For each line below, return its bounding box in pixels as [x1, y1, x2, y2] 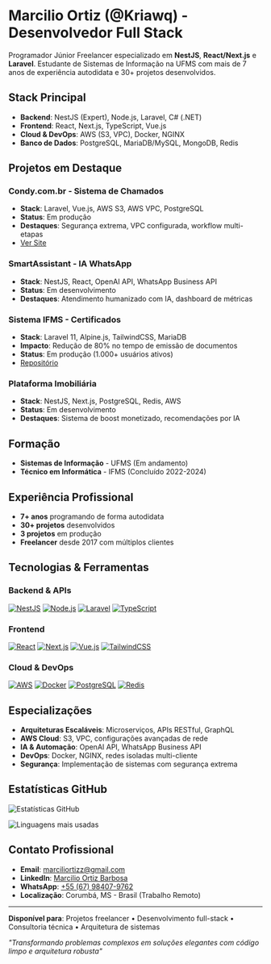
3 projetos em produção [19, 528, 102, 538]
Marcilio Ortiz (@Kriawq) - [8, 6, 189, 25]
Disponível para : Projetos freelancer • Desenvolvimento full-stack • [8, 913, 235, 923]
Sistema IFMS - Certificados [8, 314, 121, 325]
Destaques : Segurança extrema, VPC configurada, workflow [19, 221, 223, 231]
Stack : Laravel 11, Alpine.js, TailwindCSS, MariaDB [19, 332, 187, 342]
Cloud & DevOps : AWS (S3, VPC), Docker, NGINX [19, 129, 186, 139]
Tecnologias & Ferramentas [8, 561, 149, 574]
